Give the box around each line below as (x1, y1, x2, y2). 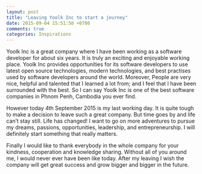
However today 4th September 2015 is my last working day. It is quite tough (6, 105, 194, 112)
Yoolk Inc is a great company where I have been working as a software (6, 48, 182, 55)
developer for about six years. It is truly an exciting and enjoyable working (6, 54, 190, 62)
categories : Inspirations (6, 31, 71, 37)
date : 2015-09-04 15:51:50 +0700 (6, 20, 90, 26)
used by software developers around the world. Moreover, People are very (6, 74, 191, 81)
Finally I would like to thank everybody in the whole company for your (6, 142, 179, 149)
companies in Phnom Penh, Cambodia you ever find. (6, 93, 137, 100)
